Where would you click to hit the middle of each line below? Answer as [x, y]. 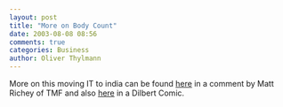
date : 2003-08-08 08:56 [53, 34]
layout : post [33, 17]
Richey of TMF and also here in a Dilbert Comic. [97, 93]
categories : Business [49, 50]
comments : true [37, 42]
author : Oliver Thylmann [55, 58]
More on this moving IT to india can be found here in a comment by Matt [141, 84]
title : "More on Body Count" [63, 26]
